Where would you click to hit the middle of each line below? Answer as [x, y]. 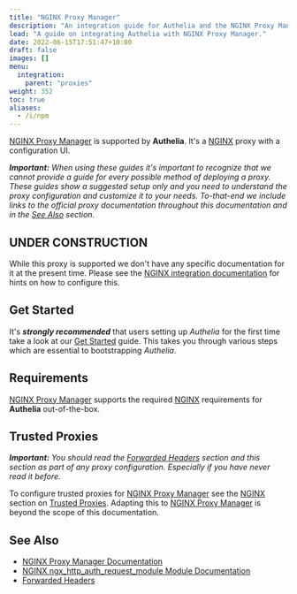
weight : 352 [31, 91]
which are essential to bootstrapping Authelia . [93, 350]
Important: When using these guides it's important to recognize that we [141, 168]
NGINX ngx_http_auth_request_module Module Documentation [136, 571]
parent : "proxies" [59, 83]
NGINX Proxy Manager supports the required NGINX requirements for [136, 400]
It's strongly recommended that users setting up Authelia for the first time [145, 331]
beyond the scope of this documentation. [84, 513]
